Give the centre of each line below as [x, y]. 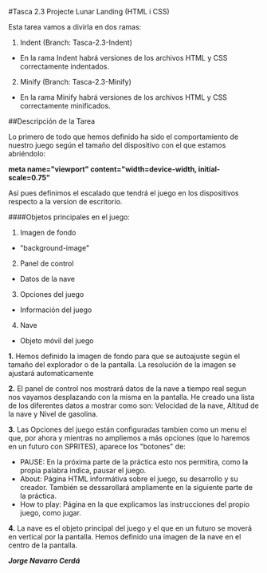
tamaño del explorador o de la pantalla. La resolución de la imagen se [122, 365]
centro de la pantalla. [43, 545]
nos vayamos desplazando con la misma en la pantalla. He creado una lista [132, 397]
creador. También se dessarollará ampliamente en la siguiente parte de [136, 487]
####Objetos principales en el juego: [69, 217]
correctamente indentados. [65, 66]
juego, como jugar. [51, 513]
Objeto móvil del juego [57, 341]
